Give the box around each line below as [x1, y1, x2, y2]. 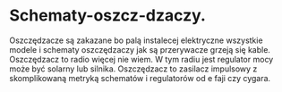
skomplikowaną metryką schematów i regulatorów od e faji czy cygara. [9, 72, 271, 83]
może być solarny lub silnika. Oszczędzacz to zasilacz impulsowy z [9, 63, 258, 74]
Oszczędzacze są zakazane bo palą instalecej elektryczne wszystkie [9, 35, 263, 46]
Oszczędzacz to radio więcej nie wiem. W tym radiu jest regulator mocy [9, 54, 274, 64]
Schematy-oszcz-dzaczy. [9, 5, 206, 26]
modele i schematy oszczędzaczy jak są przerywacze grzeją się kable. [9, 44, 271, 54]
